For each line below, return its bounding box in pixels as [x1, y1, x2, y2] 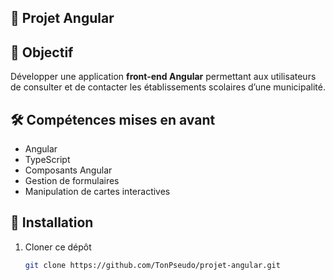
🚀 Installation [10, 214, 94, 231]
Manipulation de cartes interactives [24, 186, 171, 198]
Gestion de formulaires [24, 175, 120, 187]
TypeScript [24, 154, 71, 166]
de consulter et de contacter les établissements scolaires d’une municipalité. [10, 81, 326, 93]
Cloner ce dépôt [24, 241, 92, 253]
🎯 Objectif [10, 44, 74, 61]
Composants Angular [24, 164, 113, 176]
